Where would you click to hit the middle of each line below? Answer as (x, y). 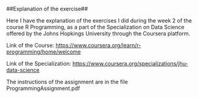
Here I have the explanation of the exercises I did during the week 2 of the (99, 20)
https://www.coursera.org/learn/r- (98, 45)
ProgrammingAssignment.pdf (43, 88)
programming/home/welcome (44, 52)
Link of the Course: (30, 45)
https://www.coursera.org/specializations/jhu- (130, 64)
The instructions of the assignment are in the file (67, 82)
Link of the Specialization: (39, 64)
